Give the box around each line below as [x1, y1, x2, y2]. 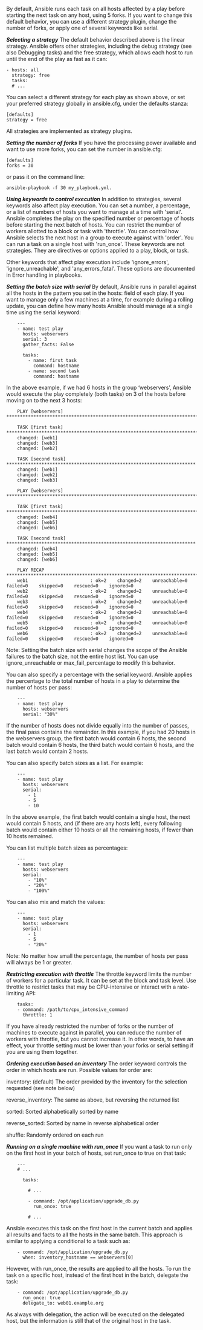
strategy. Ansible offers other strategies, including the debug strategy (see [6, 42, 192, 50]
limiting [6, 990, 25, 996]
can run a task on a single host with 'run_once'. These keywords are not [6, 240, 185, 247]
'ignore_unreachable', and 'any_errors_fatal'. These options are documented [6, 265, 195, 272]
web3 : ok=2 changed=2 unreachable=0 [17, 599, 188, 605]
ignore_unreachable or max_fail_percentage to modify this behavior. [6, 659, 175, 667]
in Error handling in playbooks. [6, 271, 83, 279]
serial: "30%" [22, 711, 59, 717]
